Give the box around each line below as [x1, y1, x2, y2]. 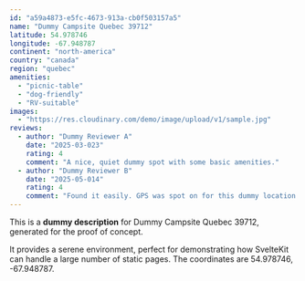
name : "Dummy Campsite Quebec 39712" [9, 22, 153, 31]
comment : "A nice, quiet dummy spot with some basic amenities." [26, 157, 280, 167]
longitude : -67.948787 [9, 38, 96, 48]
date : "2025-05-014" [26, 174, 104, 183]
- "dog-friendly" [17, 89, 84, 99]
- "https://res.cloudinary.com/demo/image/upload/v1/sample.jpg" [17, 115, 272, 124]
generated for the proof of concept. [9, 226, 143, 237]
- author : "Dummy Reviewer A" [17, 132, 132, 141]
